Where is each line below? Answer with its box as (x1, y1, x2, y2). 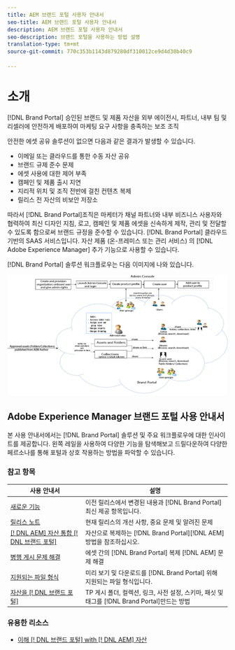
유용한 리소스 (7, 618, 49, 628)
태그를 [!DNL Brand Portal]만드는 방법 (85, 597, 190, 605)
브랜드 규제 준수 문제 (17, 160, 74, 169)
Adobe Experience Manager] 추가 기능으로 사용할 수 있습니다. (7, 245, 180, 253)
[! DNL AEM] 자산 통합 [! (10, 529, 78, 537)
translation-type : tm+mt (7, 41, 80, 48)
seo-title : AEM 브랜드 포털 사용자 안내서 (7, 18, 117, 26)
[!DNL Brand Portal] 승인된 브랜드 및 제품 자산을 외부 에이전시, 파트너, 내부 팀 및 (7, 113, 227, 122)
